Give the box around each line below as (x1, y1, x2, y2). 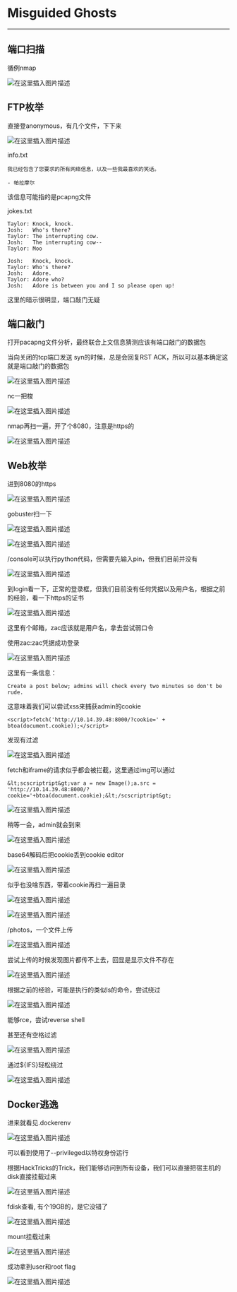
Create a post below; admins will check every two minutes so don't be (7, 683, 222, 690)
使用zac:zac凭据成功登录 (7, 639, 80, 647)
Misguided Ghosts (7, 5, 117, 21)
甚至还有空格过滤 (7, 1031, 57, 1039)
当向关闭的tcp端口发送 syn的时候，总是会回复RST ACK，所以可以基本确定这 (7, 353, 229, 362)
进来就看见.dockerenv (7, 1118, 71, 1127)
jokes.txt (7, 206, 32, 215)
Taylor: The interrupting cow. (7, 232, 99, 239)
